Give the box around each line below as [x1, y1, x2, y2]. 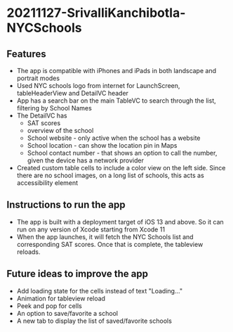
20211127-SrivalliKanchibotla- [6, 5, 186, 21]
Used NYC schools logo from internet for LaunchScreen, [16, 82, 180, 89]
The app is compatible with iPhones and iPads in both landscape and [16, 67, 217, 75]
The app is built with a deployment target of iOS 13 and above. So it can [16, 217, 224, 226]
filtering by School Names [16, 104, 92, 112]
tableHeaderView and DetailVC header [16, 89, 129, 97]
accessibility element [16, 179, 79, 187]
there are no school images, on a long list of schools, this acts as [16, 171, 204, 179]
